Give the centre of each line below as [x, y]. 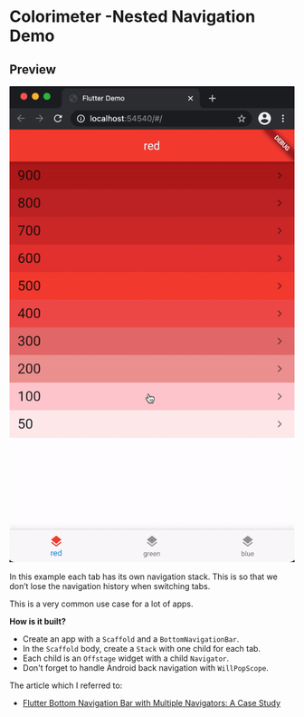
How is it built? [38, 621]
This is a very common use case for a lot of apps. [101, 604]
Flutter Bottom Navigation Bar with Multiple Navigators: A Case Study [152, 703]
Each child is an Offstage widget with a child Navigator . [126, 658]
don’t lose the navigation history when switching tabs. [110, 586]
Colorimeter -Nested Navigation [133, 17]
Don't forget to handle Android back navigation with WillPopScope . [145, 668]
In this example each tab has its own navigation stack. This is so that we [143, 577]
